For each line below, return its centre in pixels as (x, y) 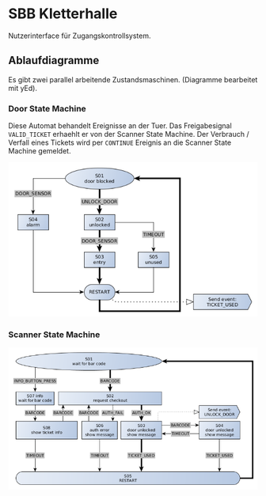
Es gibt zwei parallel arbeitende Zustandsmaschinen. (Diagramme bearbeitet (133, 79)
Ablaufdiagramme (54, 61)
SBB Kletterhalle (63, 14)
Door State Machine (47, 108)
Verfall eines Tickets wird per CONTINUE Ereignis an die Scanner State (120, 142)
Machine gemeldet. (40, 151)
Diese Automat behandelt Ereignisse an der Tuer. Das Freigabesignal (120, 126)
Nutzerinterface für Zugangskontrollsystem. (80, 36)
